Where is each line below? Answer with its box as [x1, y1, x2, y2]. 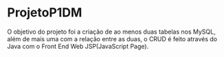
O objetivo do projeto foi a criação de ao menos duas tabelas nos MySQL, [7, 27, 216, 36]
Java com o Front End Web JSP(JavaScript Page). [7, 42, 149, 50]
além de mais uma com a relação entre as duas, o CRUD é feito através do [7, 34, 218, 43]
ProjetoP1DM [7, 5, 82, 21]
